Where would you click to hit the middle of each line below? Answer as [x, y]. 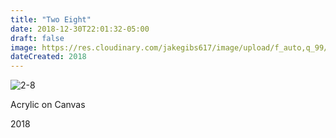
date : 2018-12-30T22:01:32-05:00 [80, 29]
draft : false [37, 38]
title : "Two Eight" [51, 19]
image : [24, 47]
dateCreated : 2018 [48, 57]
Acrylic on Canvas [48, 105]
